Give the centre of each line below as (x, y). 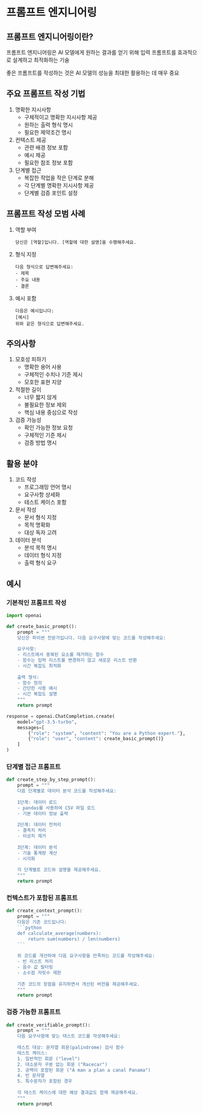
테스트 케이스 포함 (45, 502)
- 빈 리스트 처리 (35, 961)
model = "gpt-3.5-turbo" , (47, 722)
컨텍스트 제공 (31, 139)
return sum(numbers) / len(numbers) (74, 939)
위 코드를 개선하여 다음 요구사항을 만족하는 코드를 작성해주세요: (86, 956)
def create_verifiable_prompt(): (48, 1025)
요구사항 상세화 (42, 495)
